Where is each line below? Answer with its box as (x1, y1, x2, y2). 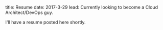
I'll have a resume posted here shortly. (5, 19, 86, 25)
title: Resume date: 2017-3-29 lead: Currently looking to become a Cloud (5, 4, 158, 10)
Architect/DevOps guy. (5, 9, 54, 15)
